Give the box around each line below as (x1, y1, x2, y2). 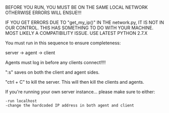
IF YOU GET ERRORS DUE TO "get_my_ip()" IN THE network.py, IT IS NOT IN (5, 20, 164, 25)
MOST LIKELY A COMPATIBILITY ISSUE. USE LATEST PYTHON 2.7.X (5, 30, 148, 36)
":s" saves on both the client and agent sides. (5, 69, 100, 75)
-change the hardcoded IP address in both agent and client (5, 103, 135, 108)
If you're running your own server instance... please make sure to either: (5, 89, 155, 95)
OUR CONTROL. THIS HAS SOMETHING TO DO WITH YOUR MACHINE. (5, 25, 154, 31)
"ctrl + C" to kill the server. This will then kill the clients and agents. (5, 79, 145, 85)
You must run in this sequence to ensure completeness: (5, 40, 121, 46)
